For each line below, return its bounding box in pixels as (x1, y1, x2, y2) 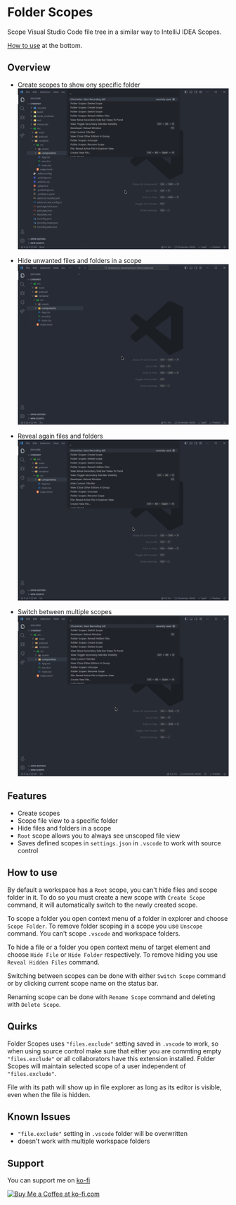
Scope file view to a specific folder (17, 816, 118, 825)
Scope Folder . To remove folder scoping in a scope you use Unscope (7, 922, 203, 930)
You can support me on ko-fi (7, 1176, 91, 1185)
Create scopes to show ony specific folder (17, 80, 140, 89)
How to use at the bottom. (7, 41, 83, 49)
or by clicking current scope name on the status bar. (7, 979, 159, 987)
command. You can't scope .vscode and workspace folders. (7, 929, 181, 938)
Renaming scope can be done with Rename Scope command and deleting (7, 992, 216, 1001)
